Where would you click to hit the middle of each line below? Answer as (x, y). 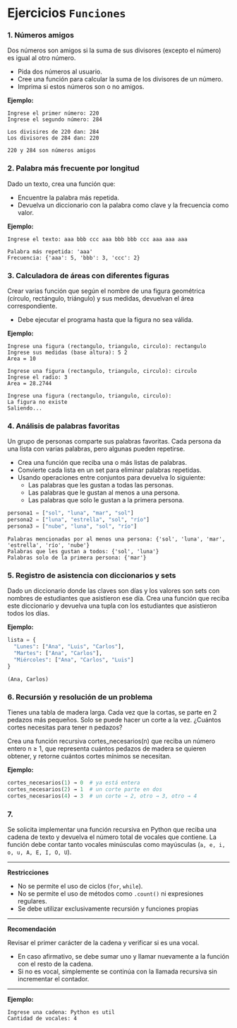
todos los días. (29, 613)
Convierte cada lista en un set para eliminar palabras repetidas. (110, 470)
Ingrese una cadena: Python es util (61, 1012)
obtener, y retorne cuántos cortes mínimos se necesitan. (89, 756)
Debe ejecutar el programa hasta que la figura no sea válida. (105, 320)
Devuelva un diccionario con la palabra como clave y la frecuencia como (123, 205)
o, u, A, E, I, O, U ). (39, 852)
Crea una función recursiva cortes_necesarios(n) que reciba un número (111, 741)
